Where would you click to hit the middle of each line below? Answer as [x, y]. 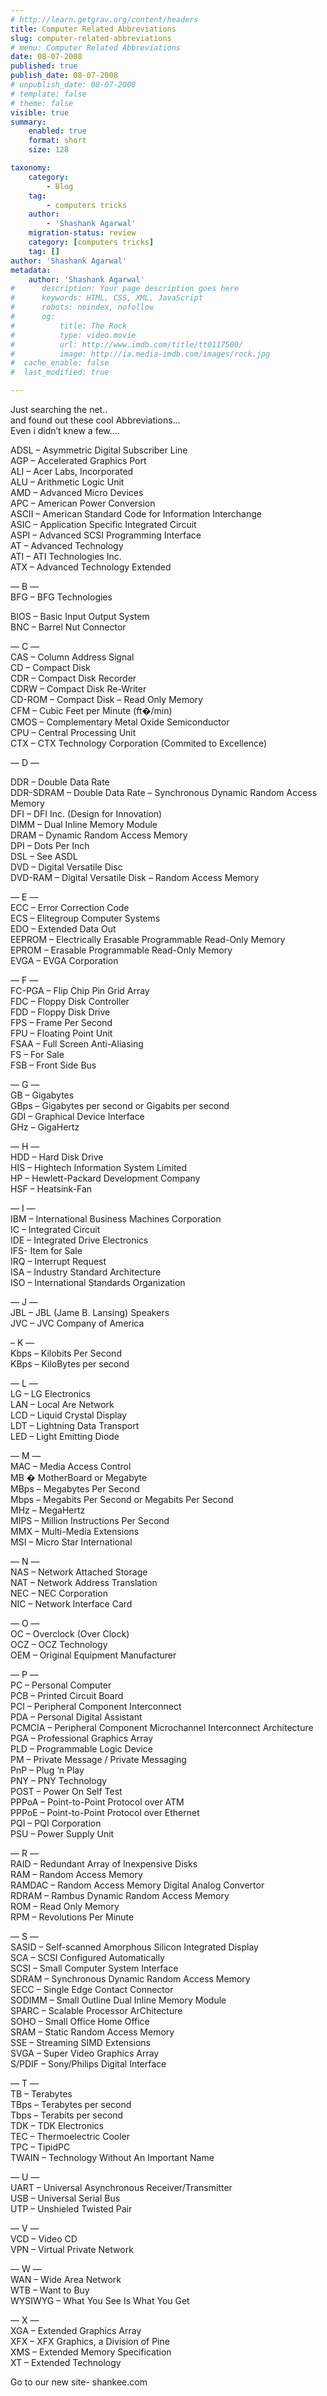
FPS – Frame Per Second [61, 1022]
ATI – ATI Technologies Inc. [66, 556]
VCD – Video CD [44, 2239]
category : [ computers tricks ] [91, 242]
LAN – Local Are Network [62, 1404]
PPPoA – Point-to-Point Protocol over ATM [97, 1802]
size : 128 [49, 150]
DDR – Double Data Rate [60, 782]
